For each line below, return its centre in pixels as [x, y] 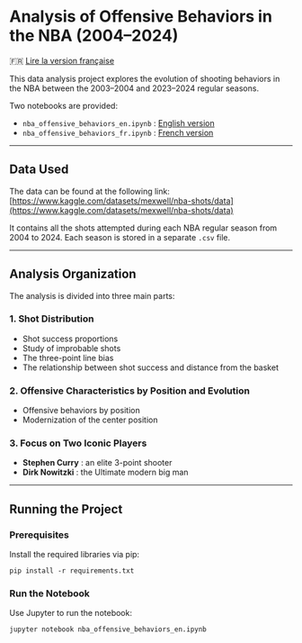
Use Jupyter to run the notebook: [71, 613]
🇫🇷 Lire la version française [62, 60]
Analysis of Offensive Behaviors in [141, 17]
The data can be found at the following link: [90, 191]
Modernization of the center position [90, 420]
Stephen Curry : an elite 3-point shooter [97, 463]
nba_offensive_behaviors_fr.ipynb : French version [118, 132]
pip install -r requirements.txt [72, 571]
